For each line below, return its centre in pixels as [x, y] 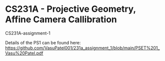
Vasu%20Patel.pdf [24, 53]
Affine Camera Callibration [61, 19]
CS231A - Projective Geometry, [71, 9]
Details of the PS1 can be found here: [43, 42]
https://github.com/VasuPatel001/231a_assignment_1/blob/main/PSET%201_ [82, 48]
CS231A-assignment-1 [28, 33]
